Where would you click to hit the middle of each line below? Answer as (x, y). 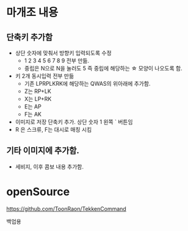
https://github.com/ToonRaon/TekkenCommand (66, 208)
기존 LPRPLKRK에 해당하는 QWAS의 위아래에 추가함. (87, 84)
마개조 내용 (32, 13)
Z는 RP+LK (38, 91)
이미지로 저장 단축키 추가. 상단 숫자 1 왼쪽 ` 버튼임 (74, 122)
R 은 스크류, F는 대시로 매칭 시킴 (53, 130)
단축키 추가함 (30, 37)
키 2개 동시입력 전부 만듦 (45, 76)
